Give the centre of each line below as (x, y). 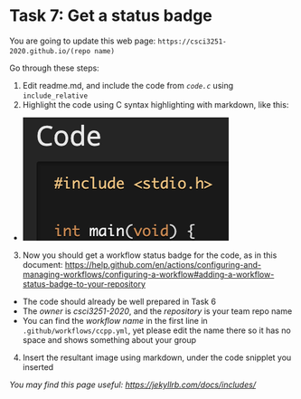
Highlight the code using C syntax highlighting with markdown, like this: (155, 104)
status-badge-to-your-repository (84, 284)
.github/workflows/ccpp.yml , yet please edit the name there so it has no (156, 330)
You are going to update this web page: (83, 41)
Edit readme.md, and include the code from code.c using (128, 85)
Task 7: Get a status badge (111, 16)
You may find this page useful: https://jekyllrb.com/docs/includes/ (132, 385)
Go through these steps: (54, 68)
